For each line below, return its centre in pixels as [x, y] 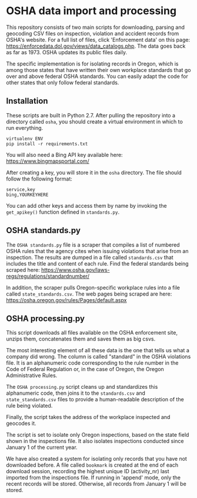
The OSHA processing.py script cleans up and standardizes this [82, 387]
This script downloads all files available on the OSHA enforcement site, [92, 333]
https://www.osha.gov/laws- [75, 270]
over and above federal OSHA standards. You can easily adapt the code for [97, 76]
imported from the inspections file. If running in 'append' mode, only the [94, 478]
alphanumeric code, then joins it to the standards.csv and [76, 393]
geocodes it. [21, 424]
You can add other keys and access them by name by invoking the [86, 205]
